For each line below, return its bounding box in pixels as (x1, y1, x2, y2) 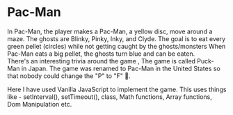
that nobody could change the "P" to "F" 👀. (7, 71, 131, 80)
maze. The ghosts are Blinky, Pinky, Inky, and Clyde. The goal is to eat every (7, 34, 226, 43)
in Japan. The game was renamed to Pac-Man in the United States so (21, 64, 220, 72)
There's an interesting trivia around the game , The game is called (7, 56, 196, 65)
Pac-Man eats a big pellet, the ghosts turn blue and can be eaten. (7, 49, 195, 58)
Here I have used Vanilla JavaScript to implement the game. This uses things (7, 85, 227, 93)
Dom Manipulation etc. (7, 100, 72, 108)
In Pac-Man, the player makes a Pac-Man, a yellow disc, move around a (7, 27, 213, 36)
